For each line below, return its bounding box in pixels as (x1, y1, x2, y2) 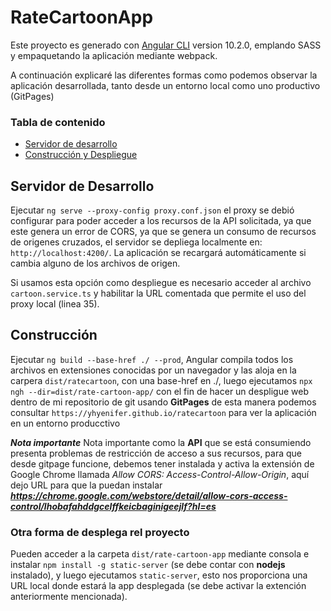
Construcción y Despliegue (24, 149, 138, 161)
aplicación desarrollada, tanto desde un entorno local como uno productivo (10, 79, 321, 91)
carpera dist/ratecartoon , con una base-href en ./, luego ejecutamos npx (10, 374, 313, 386)
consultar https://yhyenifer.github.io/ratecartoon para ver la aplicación (10, 406, 317, 418)
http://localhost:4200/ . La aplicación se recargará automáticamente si (10, 247, 307, 259)
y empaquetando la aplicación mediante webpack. (10, 49, 218, 61)
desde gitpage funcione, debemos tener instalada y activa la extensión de (10, 457, 315, 470)
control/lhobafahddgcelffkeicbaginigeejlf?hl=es (10, 500, 217, 512)
